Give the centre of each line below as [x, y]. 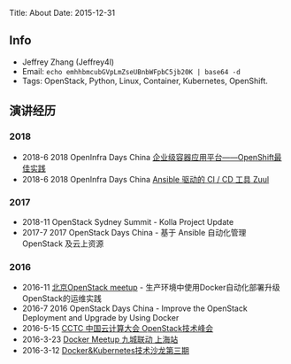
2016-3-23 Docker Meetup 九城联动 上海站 [100, 339]
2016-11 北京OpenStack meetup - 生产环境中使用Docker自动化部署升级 [151, 288]
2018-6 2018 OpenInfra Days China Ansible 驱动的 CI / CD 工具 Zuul [145, 179]
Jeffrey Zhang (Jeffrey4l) [68, 62]
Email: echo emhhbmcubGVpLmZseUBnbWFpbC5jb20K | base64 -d [131, 71]
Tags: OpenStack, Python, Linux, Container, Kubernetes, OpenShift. [145, 81]
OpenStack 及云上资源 [63, 244]
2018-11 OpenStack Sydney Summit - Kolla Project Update [128, 221]
